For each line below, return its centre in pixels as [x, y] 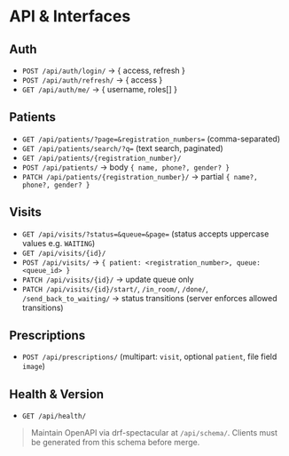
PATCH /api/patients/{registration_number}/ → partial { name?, [140, 176]
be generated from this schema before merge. [115, 443]
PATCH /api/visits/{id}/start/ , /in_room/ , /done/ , [115, 288]
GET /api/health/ [54, 416]
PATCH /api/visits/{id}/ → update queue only [108, 279]
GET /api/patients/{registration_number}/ [102, 158]
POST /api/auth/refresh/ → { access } [92, 80]
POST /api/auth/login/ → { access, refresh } [104, 70]
